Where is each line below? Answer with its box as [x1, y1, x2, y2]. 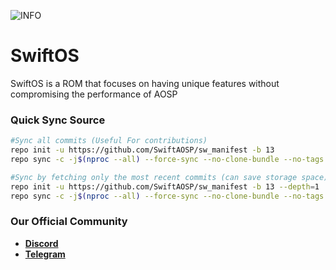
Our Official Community [10, 215, 128, 229]
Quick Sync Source [10, 113, 106, 127]
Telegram [24, 248, 66, 260]
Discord [24, 237, 59, 249]
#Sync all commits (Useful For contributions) [10, 136, 208, 146]
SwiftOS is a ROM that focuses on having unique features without [10, 77, 280, 89]
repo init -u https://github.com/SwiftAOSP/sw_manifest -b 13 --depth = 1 [10, 181, 320, 192]
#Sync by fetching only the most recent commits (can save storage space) [10, 172, 329, 182]
